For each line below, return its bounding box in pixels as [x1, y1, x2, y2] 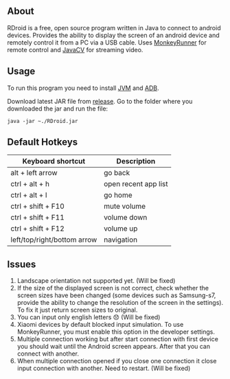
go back [104, 168, 130, 178]
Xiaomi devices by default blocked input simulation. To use [16, 321, 184, 329]
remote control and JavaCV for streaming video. [7, 45, 143, 54]
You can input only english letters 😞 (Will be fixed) [16, 313, 161, 321]
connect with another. [16, 349, 80, 358]
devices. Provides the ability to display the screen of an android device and [7, 31, 220, 39]
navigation [104, 235, 138, 244]
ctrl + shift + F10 [10, 202, 65, 211]
